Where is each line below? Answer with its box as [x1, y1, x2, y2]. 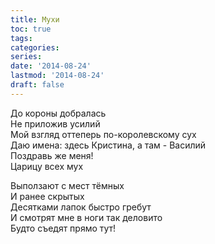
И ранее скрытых [10, 190, 85, 202]
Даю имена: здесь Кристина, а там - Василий [10, 139, 207, 151]
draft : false [10, 80, 65, 90]
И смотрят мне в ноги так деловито [10, 211, 163, 223]
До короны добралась [10, 107, 107, 119]
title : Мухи [10, 14, 60, 25]
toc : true [10, 24, 52, 34]
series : [10, 52, 43, 62]
